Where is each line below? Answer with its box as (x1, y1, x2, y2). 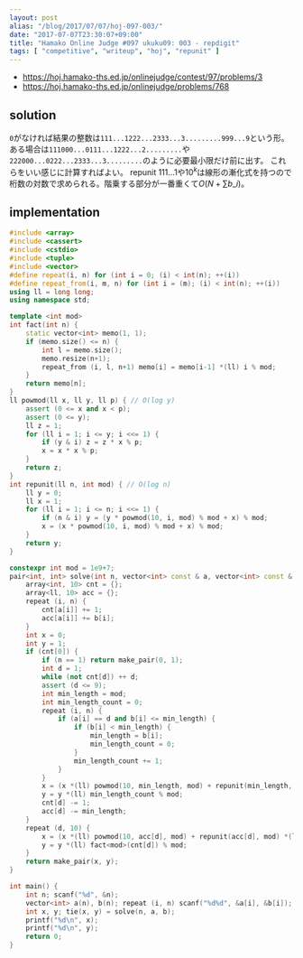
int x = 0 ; (25, 630, 67, 639)
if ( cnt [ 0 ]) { (25, 647, 78, 656)
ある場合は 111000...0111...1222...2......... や (9, 144, 191, 154)
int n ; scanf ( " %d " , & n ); (25, 890, 119, 899)
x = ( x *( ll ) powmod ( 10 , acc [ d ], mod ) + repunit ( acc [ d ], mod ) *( (41, 832, 293, 841)
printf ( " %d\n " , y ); (25, 924, 99, 933)
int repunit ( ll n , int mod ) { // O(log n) (9, 479, 171, 488)
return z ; (25, 463, 63, 472)
